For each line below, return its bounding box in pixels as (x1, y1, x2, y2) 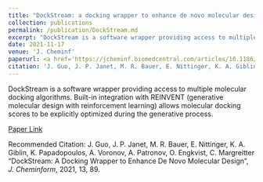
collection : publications (8, 19, 92, 27)
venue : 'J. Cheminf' (8, 48, 76, 56)
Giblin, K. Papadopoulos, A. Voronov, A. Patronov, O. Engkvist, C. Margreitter (8, 147, 255, 157)
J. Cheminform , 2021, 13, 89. (8, 164, 100, 173)
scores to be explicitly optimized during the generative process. (8, 109, 214, 118)
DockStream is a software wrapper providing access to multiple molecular (8, 84, 247, 93)
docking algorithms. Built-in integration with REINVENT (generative (8, 92, 224, 102)
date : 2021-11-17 (8, 41, 65, 49)
